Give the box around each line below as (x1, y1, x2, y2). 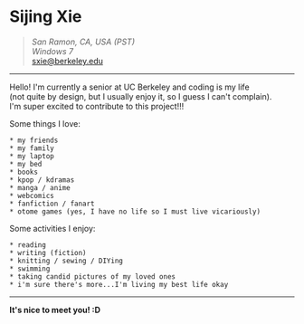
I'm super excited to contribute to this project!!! (9, 100, 185, 111)
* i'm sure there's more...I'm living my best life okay (9, 280, 229, 289)
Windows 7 (31, 45, 74, 56)
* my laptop (9, 151, 54, 160)
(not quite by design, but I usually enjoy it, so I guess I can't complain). (9, 91, 272, 101)
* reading (9, 240, 47, 250)
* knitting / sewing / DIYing (9, 256, 124, 265)
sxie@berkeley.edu (31, 55, 104, 66)
